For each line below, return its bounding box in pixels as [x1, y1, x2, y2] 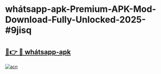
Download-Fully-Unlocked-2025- [5, 14, 146, 25]
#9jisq [5, 25, 32, 36]
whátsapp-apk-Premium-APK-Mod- [5, 3, 157, 15]
